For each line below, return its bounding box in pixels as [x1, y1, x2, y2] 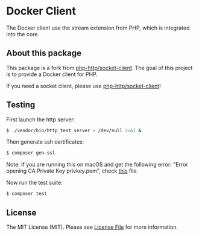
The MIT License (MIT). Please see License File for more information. [6, 223, 178, 231]
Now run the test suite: [6, 179, 63, 187]
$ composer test [6, 191, 47, 197]
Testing [6, 100, 36, 110]
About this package [6, 48, 81, 59]
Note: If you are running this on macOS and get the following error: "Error [6, 161, 188, 168]
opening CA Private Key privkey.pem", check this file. [6, 167, 139, 174]
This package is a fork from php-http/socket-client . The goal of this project [6, 64, 193, 71]
